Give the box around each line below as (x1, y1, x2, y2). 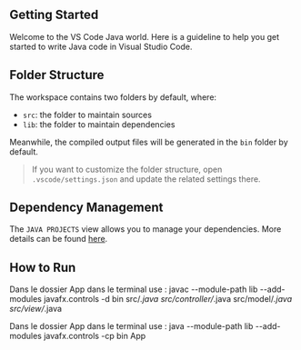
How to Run (9, 259, 76, 275)
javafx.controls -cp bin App (44, 331, 146, 342)
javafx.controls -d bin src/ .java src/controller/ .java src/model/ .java (44, 294, 293, 305)
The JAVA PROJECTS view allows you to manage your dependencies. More (9, 224, 282, 235)
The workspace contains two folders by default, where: (9, 91, 216, 103)
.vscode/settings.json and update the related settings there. (31, 173, 261, 185)
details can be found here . (9, 234, 108, 245)
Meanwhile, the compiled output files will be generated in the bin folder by (9, 136, 288, 147)
